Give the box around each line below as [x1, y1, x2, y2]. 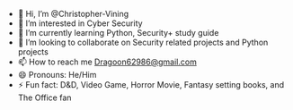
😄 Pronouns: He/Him [17, 70, 97, 80]
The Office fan [17, 92, 72, 103]
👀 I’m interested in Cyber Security [17, 18, 143, 29]
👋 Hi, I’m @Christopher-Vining [17, 9, 129, 19]
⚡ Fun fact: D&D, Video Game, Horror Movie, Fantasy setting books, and [17, 80, 285, 89]
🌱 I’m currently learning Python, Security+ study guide [17, 28, 219, 38]
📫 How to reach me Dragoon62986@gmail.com [17, 56, 198, 67]
